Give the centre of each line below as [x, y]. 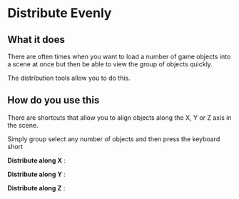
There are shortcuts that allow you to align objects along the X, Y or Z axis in [119, 117]
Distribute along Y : [37, 174]
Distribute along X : [37, 160]
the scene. [23, 125]
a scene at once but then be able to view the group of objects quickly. [110, 64]
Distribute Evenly [60, 13]
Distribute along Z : [36, 188]
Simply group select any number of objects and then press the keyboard [114, 139]
